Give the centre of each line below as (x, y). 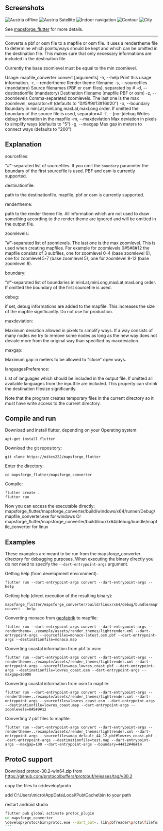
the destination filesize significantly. (41, 389)
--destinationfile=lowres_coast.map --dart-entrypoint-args (67, 705)
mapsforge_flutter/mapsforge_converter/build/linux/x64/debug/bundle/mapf (81, 522)
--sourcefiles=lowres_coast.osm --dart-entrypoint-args (97, 701)
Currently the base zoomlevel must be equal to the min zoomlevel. (71, 68)
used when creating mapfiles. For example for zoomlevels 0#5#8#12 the (77, 248)
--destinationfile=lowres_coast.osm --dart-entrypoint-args (78, 671)
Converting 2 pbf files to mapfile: (38, 719)
